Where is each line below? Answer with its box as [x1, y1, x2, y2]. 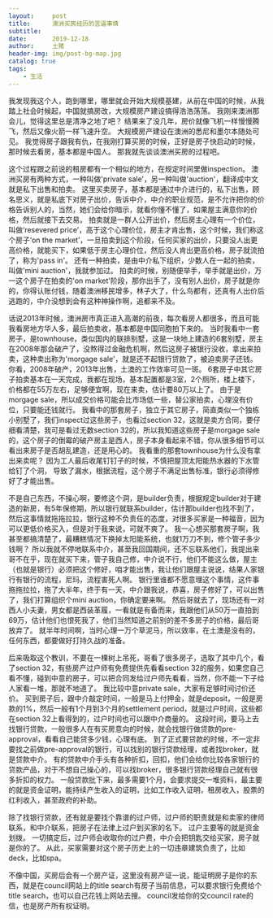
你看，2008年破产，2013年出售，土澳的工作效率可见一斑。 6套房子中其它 [8, 363, 256, 374]
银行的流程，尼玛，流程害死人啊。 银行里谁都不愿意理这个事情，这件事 [22, 574, 260, 584]
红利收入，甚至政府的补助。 [8, 794, 102, 805]
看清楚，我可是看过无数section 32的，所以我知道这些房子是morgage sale [15, 424, 260, 435]
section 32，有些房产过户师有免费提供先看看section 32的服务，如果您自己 [15, 663, 264, 672]
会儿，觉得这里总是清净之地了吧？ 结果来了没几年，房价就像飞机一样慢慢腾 [8, 115, 260, 126]
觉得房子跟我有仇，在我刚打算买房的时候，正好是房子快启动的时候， [31, 136, 260, 146]
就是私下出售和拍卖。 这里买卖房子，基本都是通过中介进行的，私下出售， [8, 184, 253, 194]
